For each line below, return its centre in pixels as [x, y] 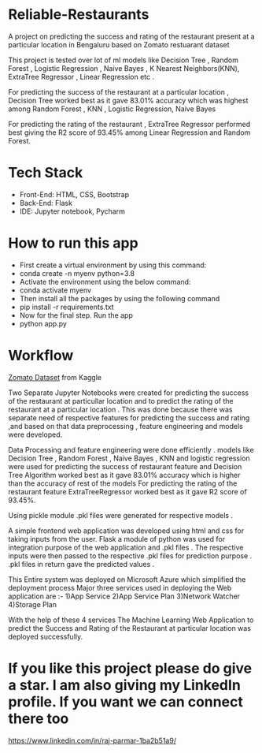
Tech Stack [46, 173]
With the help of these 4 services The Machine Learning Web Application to [131, 620]
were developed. [35, 434]
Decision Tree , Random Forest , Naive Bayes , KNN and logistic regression [129, 458]
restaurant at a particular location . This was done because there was [120, 409]
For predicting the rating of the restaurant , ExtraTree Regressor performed [129, 124]
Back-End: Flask [46, 203]
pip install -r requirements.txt [66, 307]
